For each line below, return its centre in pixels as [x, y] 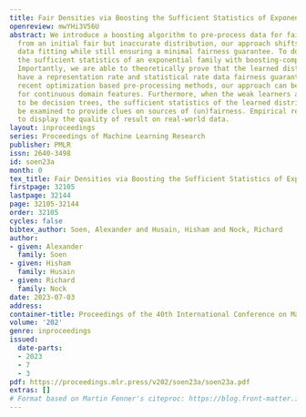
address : [26, 306]
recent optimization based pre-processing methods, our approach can [152, 86]
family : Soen [42, 255]
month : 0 [26, 170]
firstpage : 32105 [42, 188]
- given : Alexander [46, 247]
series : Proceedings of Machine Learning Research [107, 137]
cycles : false [36, 221]
